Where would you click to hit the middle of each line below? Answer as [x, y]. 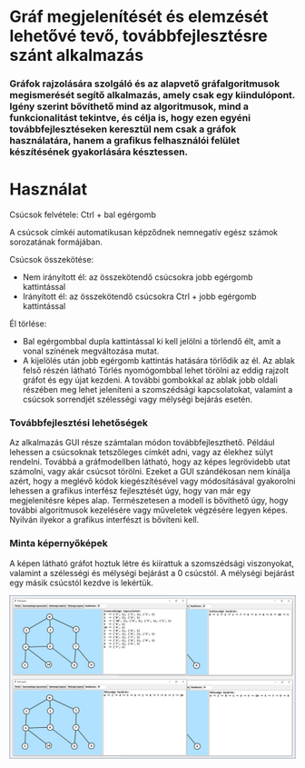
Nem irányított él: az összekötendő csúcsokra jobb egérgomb [138, 277]
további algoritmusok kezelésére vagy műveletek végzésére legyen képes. [149, 510]
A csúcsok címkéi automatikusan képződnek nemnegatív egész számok [144, 233]
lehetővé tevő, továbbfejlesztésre [138, 36]
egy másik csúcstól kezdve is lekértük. [82, 583]
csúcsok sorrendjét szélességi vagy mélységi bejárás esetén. [138, 399]
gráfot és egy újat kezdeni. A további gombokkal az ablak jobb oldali [150, 380]
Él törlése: [28, 324]
